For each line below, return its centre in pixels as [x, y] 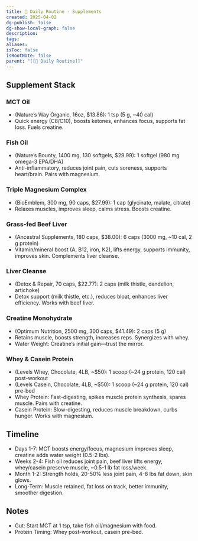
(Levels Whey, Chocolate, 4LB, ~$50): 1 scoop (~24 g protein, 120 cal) [100, 372]
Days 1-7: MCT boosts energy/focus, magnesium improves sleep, [94, 448]
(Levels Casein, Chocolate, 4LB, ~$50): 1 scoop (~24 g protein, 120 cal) [102, 384]
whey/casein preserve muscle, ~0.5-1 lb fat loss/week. [81, 467]
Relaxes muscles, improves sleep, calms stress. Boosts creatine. [93, 209]
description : [22, 34]
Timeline [23, 434]
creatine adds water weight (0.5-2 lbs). [62, 455]
